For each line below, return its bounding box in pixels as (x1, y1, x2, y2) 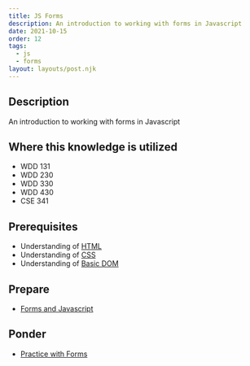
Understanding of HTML (20, 242, 102, 251)
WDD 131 (20, 162, 50, 172)
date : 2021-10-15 (8, 27, 68, 35)
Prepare (8, 282, 50, 296)
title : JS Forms (8, 11, 64, 20)
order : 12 (8, 34, 42, 43)
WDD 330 (20, 179, 54, 189)
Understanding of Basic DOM (20, 259, 120, 268)
